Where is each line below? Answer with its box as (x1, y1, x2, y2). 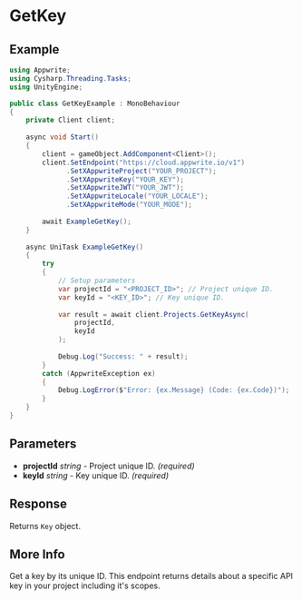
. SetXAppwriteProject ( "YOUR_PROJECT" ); (66, 166, 218, 175)
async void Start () (25, 133, 100, 142)
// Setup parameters (57, 276, 136, 285)
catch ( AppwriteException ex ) (42, 369, 156, 378)
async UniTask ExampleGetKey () (25, 242, 144, 251)
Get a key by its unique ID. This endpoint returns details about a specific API (9, 571, 293, 582)
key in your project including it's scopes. (9, 580, 161, 591)
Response (9, 497, 68, 512)
